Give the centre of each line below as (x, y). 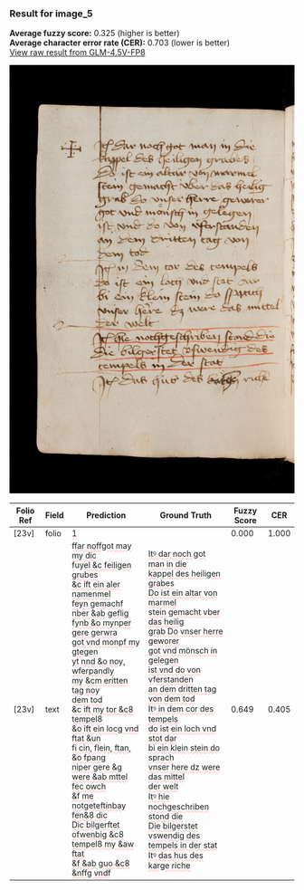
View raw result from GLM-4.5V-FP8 (78, 53)
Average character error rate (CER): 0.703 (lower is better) (120, 43)
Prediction (106, 515)
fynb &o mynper (102, 623)
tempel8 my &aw (103, 844)
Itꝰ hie (159, 797)
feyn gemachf (98, 604)
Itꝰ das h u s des (176, 856)
